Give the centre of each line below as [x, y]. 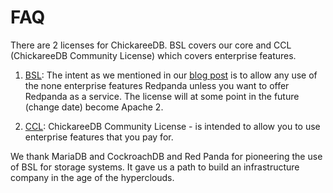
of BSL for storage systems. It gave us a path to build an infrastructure [155, 167]
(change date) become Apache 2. [94, 107]
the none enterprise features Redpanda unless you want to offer [157, 85]
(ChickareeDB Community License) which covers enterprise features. [153, 55]
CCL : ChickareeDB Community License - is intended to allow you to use [172, 126]
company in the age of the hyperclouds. [92, 177]
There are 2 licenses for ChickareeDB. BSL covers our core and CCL [151, 45]
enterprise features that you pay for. [99, 137]
